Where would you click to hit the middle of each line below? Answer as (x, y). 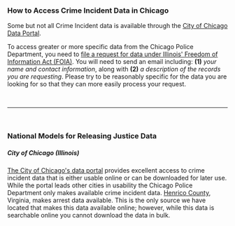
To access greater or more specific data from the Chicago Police (100, 47)
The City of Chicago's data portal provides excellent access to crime (106, 171)
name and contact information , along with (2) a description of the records (114, 69)
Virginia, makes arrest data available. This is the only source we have (107, 200)
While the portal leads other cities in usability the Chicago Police (100, 185)
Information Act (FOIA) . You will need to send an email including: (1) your (112, 62)
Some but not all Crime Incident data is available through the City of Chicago (117, 26)
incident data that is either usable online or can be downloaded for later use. (117, 178)
